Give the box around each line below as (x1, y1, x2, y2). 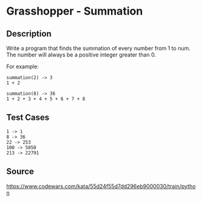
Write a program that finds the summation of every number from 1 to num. (6, 44, 191, 52)
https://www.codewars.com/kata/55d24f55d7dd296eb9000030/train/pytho (6, 183, 196, 190)
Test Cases (6, 113, 50, 123)
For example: (6, 63, 39, 70)
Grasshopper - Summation (6, 4, 143, 18)
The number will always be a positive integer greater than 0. (6, 51, 157, 58)
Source (6, 166, 35, 177)
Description (6, 29, 52, 39)
